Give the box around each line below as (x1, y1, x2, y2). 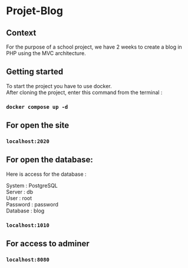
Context (6, 28, 37, 38)
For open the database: (6, 155, 93, 165)
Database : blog (6, 207, 45, 214)
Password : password (6, 201, 59, 208)
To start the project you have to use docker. (6, 82, 112, 89)
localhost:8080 (6, 256, 50, 263)
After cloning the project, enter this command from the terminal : (6, 89, 163, 96)
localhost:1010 (6, 222, 50, 228)
